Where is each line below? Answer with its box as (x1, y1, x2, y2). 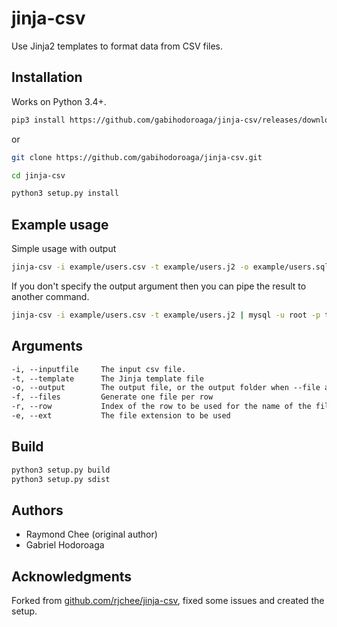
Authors (11, 502, 64, 519)
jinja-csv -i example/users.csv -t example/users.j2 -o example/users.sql (11, 262, 330, 272)
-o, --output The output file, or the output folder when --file (11, 383, 321, 393)
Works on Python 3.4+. (11, 95, 107, 107)
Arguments (11, 338, 84, 355)
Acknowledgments (11, 568, 133, 585)
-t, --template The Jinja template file (11, 373, 204, 384)
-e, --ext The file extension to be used (11, 411, 231, 421)
